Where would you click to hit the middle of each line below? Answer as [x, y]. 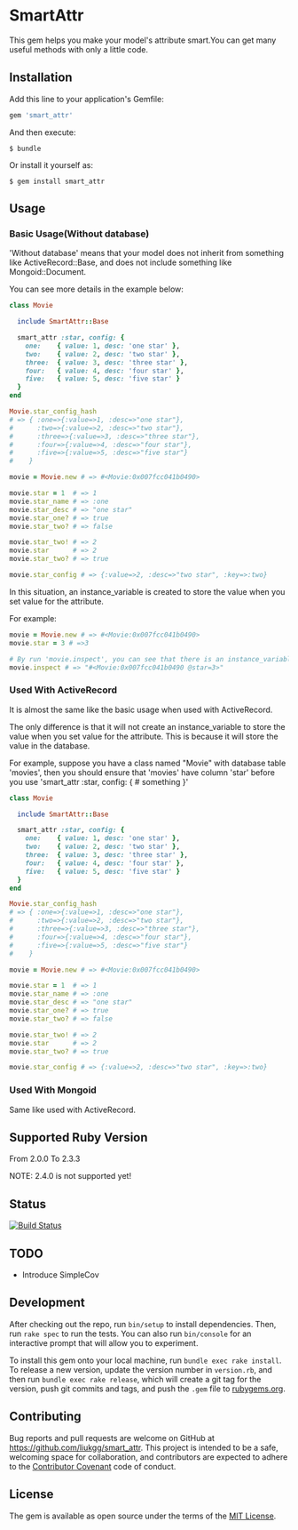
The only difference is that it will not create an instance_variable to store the [147, 726]
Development [47, 1303]
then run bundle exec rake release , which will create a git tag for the [135, 1379]
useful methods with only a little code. [79, 49]
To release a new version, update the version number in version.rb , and [141, 1369]
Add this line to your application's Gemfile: [86, 99]
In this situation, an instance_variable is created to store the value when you [147, 591]
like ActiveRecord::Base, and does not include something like [121, 262]
